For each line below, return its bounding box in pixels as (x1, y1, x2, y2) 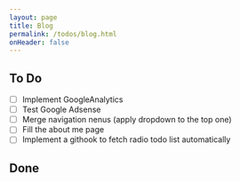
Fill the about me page (21, 124, 105, 135)
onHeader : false (9, 37, 69, 47)
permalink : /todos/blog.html (9, 29, 117, 38)
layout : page (9, 12, 58, 22)
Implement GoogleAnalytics (21, 94, 124, 105)
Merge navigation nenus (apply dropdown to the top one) (21, 115, 233, 125)
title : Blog (9, 21, 53, 30)
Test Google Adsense (21, 104, 101, 115)
